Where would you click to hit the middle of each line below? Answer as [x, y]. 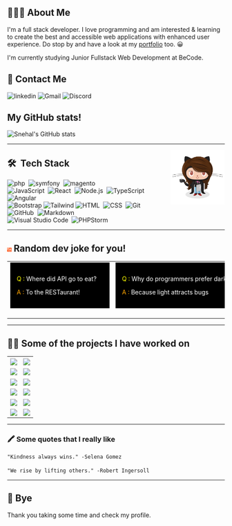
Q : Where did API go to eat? [57, 279]
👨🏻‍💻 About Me [39, 13]
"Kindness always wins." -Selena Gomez [65, 457]
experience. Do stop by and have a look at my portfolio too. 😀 [95, 44]
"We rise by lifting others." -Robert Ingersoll [78, 471]
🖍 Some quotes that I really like [61, 439]
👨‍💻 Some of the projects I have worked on [98, 343]
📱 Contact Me [37, 79]
